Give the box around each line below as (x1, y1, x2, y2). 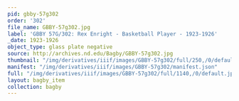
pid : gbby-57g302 (7, 10, 59, 18)
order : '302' (7, 17, 46, 24)
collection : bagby (7, 83, 62, 90)
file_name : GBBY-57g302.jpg (7, 23, 91, 31)
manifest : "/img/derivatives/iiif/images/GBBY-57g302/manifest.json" (7, 63, 218, 70)
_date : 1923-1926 (7, 37, 59, 44)
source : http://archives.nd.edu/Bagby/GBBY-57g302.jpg (7, 51, 174, 58)
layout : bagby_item (7, 76, 65, 84)
